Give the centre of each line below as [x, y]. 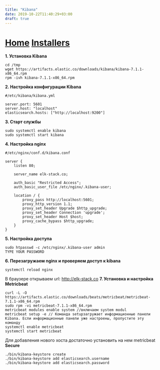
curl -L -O [16, 293]
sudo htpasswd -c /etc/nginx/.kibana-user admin [55, 248]
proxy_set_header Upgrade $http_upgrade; [65, 208]
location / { [27, 196]
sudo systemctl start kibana [34, 135]
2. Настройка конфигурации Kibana [43, 87]
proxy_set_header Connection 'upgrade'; [64, 213]
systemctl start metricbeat [33, 332]
